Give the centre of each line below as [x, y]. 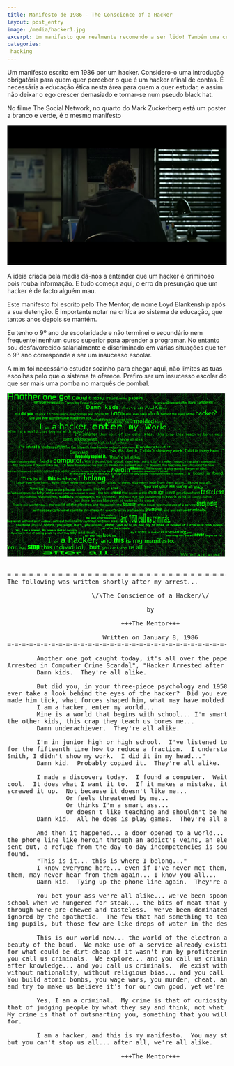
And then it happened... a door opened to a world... [130, 833]
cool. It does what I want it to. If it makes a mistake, [112, 784]
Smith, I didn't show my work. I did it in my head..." [107, 756]
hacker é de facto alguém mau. [52, 290]
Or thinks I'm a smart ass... [117, 805]
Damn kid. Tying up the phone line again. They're [128, 882]
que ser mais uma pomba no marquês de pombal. [78, 383]
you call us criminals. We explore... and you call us [104, 958]
